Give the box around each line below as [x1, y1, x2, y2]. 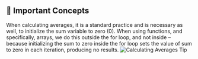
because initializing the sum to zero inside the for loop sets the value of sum [6, 40, 193, 47]
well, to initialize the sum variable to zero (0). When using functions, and [6, 27, 183, 34]
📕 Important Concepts [6, 6, 90, 16]
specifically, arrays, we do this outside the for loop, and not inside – [6, 33, 171, 41]
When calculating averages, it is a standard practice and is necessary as [6, 21, 183, 28]
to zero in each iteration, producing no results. [6, 46, 119, 53]
